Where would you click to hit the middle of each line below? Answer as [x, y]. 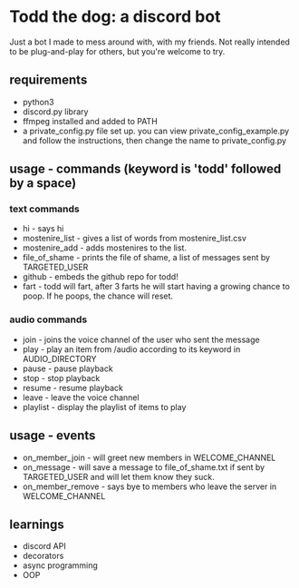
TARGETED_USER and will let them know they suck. [118, 476]
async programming [60, 565]
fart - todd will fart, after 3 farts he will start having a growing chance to [156, 287]
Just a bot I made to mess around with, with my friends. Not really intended [149, 42]
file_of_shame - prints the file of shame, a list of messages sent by [146, 258]
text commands [44, 209]
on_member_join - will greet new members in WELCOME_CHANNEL [149, 457]
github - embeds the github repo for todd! [100, 277]
